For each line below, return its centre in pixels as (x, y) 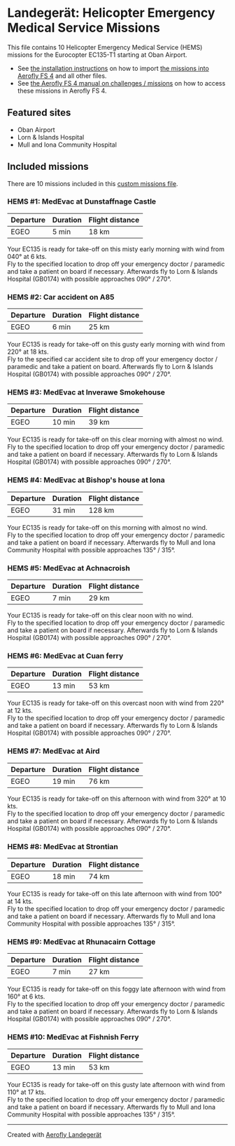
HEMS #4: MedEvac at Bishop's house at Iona (86, 480)
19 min (64, 781)
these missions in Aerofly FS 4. (62, 91)
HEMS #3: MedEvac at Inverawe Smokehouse (86, 392)
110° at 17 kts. (27, 1092)
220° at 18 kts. (28, 352)
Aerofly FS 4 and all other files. (62, 76)
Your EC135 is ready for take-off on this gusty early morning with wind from (116, 345)
